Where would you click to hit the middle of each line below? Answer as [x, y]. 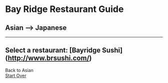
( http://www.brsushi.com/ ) [48, 58]
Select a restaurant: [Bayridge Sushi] [64, 50]
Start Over [16, 75]
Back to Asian [19, 70]
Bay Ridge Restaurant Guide [64, 9]
